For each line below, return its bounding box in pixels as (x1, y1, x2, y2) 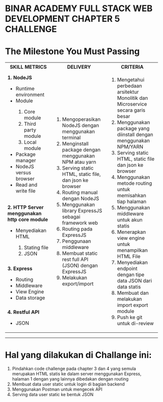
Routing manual (62, 189, 98, 196)
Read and (16, 181, 38, 188)
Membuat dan (117, 289, 149, 296)
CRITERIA (121, 64, 144, 71)
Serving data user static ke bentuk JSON (12, 392, 94, 398)
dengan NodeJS (62, 195, 99, 202)
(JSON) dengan (62, 262, 98, 269)
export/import (62, 281, 94, 287)
